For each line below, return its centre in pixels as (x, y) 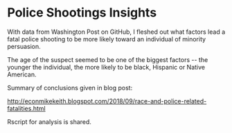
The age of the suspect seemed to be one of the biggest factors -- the (108, 59)
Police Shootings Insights (82, 13)
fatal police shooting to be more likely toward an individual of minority (107, 39)
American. (22, 74)
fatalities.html (27, 108)
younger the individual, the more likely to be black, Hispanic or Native (106, 67)
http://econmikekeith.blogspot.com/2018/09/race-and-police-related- (107, 101)
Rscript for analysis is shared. (50, 121)
